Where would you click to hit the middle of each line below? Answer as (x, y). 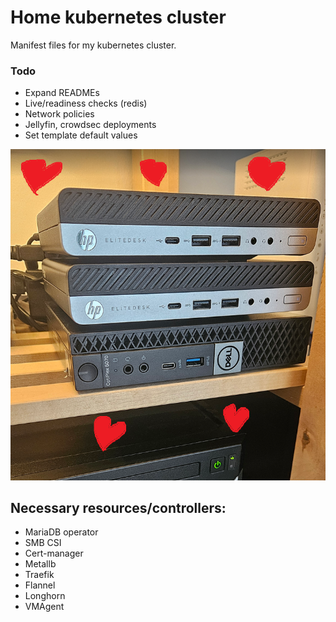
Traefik (39, 575)
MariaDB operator (61, 532)
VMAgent (44, 607)
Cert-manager (54, 553)
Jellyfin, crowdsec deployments (90, 125)
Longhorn (45, 596)
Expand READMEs (62, 93)
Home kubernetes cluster (118, 17)
